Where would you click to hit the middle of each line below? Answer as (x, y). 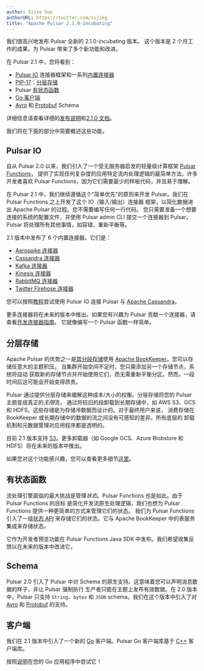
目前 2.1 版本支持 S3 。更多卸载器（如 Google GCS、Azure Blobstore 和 (95, 438)
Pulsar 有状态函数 (37, 90)
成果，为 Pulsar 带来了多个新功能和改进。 (69, 49)
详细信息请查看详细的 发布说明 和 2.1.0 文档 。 (61, 118)
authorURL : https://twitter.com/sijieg (57, 18)
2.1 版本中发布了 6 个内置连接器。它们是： (59, 237)
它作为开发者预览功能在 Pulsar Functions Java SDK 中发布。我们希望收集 (97, 539)
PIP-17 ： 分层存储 (36, 82)
